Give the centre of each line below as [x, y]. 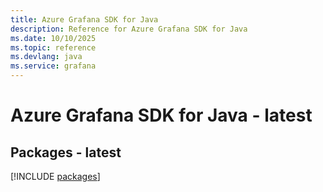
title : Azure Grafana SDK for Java [84, 19]
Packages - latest [66, 152]
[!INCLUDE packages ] [55, 176]
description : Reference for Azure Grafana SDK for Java [129, 29]
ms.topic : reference [53, 47]
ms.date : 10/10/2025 [53, 38]
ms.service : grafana [53, 66]
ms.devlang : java [46, 57]
